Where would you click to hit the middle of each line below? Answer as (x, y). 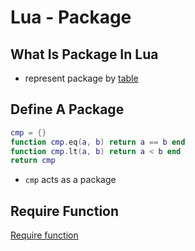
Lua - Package (71, 17)
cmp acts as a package (70, 180)
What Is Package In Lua (84, 54)
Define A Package (67, 109)
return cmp (33, 161)
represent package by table (81, 78)
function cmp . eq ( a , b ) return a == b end (98, 142)
